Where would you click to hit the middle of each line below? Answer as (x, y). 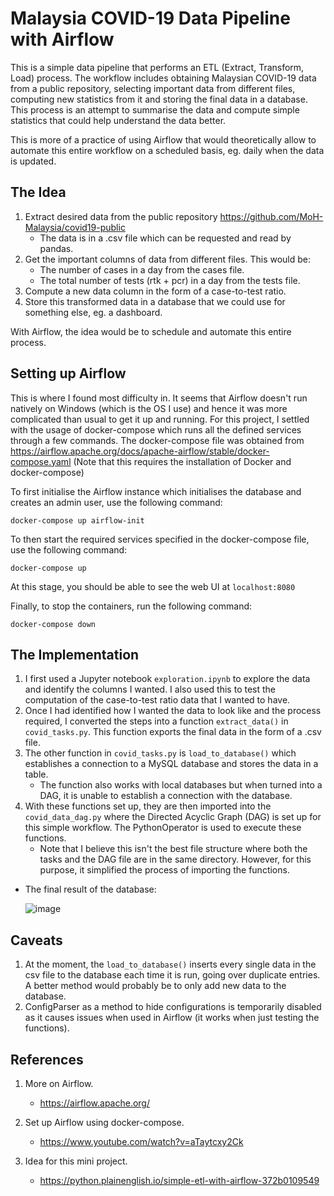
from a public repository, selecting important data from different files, (153, 88)
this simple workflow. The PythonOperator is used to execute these (163, 828)
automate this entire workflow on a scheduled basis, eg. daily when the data (167, 150)
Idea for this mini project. (76, 1161)
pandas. (56, 248)
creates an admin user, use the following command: (116, 502)
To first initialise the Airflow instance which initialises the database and (156, 491)
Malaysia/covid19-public (75, 227)
